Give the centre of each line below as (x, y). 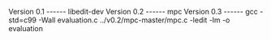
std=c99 (23, 20)
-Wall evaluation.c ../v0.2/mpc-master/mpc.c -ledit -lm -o (134, 20)
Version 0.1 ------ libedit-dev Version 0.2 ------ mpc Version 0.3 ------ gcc (133, 12)
